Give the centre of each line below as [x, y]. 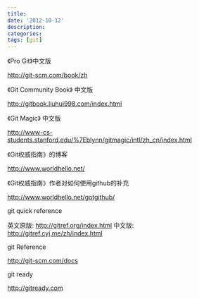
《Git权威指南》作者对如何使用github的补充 [68, 183]
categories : [25, 33]
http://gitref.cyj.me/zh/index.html [55, 233]
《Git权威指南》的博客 [38, 154]
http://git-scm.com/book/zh [47, 75]
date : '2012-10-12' [36, 20]
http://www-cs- [30, 133]
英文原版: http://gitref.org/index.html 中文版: [71, 226]
